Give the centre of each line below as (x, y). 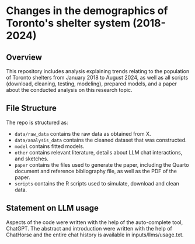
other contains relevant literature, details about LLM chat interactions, (98, 152)
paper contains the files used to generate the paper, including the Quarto (102, 164)
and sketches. (31, 159)
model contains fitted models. (49, 146)
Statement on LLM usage (53, 208)
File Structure (31, 109)
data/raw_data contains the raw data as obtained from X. (83, 133)
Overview (24, 57)
